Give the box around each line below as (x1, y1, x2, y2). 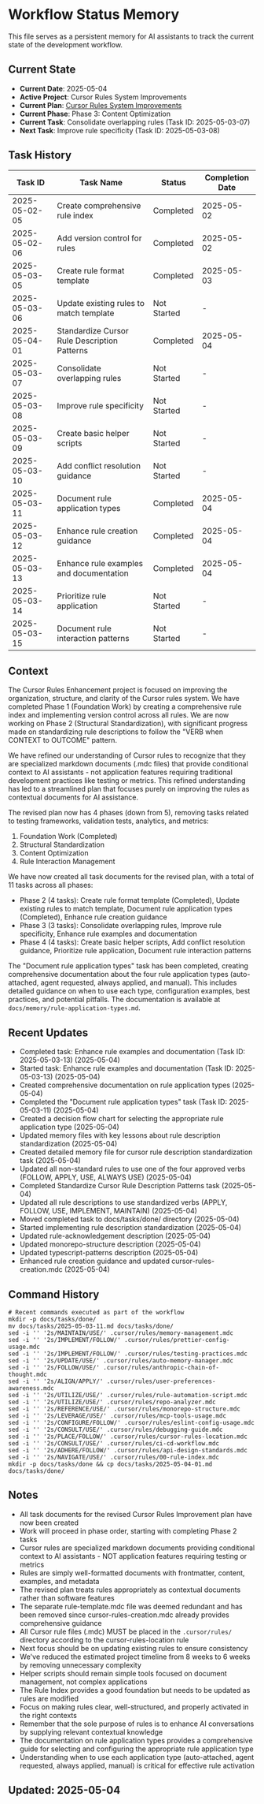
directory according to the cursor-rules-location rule (19, 1634, 189, 1645)
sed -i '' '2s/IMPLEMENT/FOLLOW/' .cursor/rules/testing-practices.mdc (8, 1350, 247, 1358)
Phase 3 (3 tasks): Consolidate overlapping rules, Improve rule (19, 921, 222, 930)
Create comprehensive (57, 199, 141, 211)
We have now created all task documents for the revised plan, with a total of (8, 872, 255, 881)
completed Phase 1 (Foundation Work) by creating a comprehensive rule (8, 702, 242, 711)
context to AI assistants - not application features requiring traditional (8, 767, 233, 777)
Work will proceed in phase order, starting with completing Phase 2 (19, 1526, 237, 1535)
